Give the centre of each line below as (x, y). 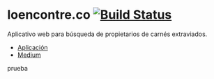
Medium (29, 55)
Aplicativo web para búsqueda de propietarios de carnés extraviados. (107, 34)
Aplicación (32, 47)
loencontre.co (49, 15)
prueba (17, 68)
